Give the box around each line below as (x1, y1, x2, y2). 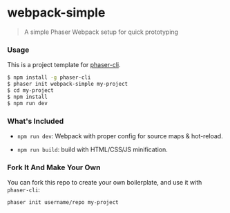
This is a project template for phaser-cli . (7, 61, 121, 69)
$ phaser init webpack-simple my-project (7, 81, 128, 88)
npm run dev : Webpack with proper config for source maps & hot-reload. (17, 131, 223, 140)
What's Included (7, 116, 64, 126)
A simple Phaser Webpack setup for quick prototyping (23, 28, 178, 36)
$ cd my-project (7, 86, 54, 94)
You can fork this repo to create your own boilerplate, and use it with (7, 178, 202, 187)
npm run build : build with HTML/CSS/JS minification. (17, 145, 168, 154)
